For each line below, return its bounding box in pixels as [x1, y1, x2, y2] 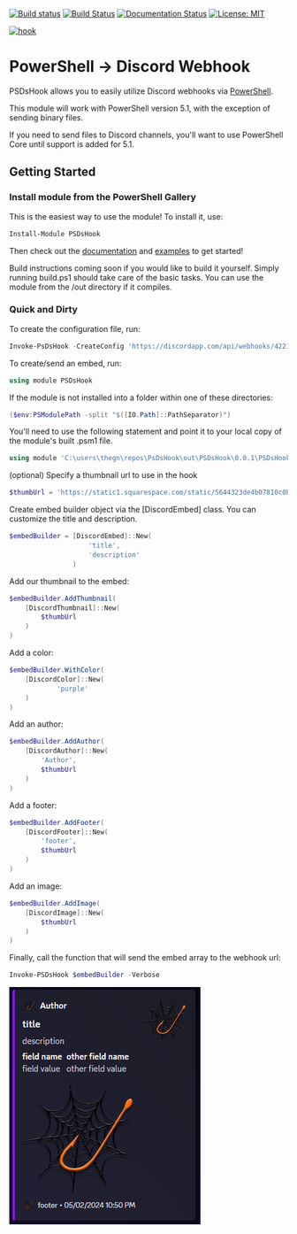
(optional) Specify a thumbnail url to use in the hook [9, 470, 198, 481]
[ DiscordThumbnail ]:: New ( [25, 603, 121, 613]
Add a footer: [9, 799, 57, 810]
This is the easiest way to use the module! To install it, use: [9, 211, 224, 221]
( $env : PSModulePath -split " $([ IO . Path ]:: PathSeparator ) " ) [9, 410, 232, 420]
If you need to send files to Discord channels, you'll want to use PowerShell [9, 129, 284, 140]
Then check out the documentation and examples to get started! [9, 245, 244, 256]
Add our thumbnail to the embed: [9, 575, 130, 586]
